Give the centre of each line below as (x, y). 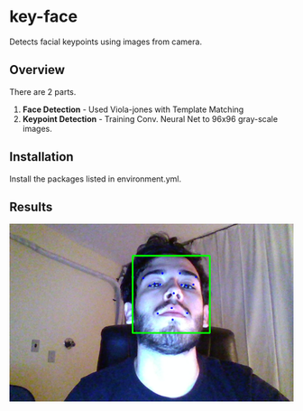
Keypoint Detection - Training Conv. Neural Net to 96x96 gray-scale (150, 118)
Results (31, 206)
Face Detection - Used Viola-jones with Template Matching (133, 109)
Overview (37, 70)
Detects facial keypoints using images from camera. (106, 42)
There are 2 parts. (43, 91)
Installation (41, 157)
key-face (44, 17)
